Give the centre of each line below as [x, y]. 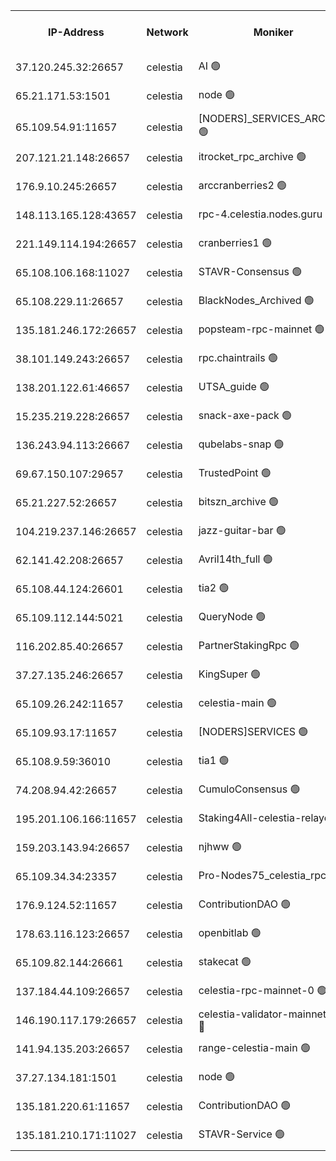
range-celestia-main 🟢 [254, 1047]
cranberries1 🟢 [235, 242]
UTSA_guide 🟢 [234, 386]
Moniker [273, 32]
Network [167, 32]
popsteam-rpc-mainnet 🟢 [261, 329]
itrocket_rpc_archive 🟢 [252, 156]
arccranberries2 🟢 [243, 185]
